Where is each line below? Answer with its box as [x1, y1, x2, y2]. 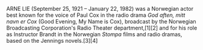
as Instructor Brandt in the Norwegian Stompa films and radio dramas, [6, 31, 183, 38]
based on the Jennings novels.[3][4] [6, 37, 98, 44]
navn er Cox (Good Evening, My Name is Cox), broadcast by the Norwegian [6, 18, 196, 25]
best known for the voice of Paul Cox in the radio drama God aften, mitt [6, 11, 186, 19]
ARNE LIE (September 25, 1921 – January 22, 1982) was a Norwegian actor [6, 5, 194, 12]
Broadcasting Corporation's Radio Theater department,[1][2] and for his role [6, 24, 198, 31]
